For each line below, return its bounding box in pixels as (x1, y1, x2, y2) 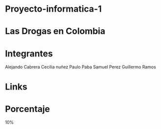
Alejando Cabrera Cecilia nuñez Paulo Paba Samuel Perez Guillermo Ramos (5, 64, 157, 70)
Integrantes (5, 48, 53, 59)
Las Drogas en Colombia (5, 26, 106, 37)
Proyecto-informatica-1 (5, 3, 102, 15)
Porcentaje (5, 103, 50, 114)
